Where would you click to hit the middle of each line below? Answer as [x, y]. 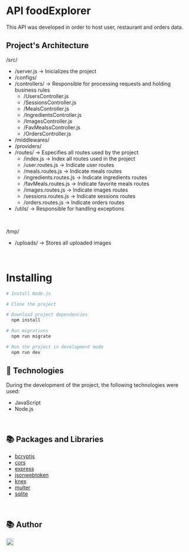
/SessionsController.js [50, 102]
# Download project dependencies [47, 315]
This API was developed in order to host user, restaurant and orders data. [95, 27]
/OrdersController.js [47, 133]
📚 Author [24, 524]
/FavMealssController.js [52, 127]
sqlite [21, 494]
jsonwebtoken [31, 475]
